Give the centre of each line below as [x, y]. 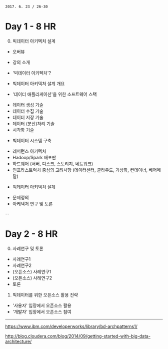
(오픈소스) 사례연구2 [32, 278]
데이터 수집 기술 [28, 111]
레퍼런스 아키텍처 [29, 151]
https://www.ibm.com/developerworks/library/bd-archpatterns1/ [71, 326]
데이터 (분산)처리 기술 [33, 123]
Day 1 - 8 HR [31, 27]
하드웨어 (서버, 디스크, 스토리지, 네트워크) [53, 163]
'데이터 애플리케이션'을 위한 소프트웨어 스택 [54, 94]
